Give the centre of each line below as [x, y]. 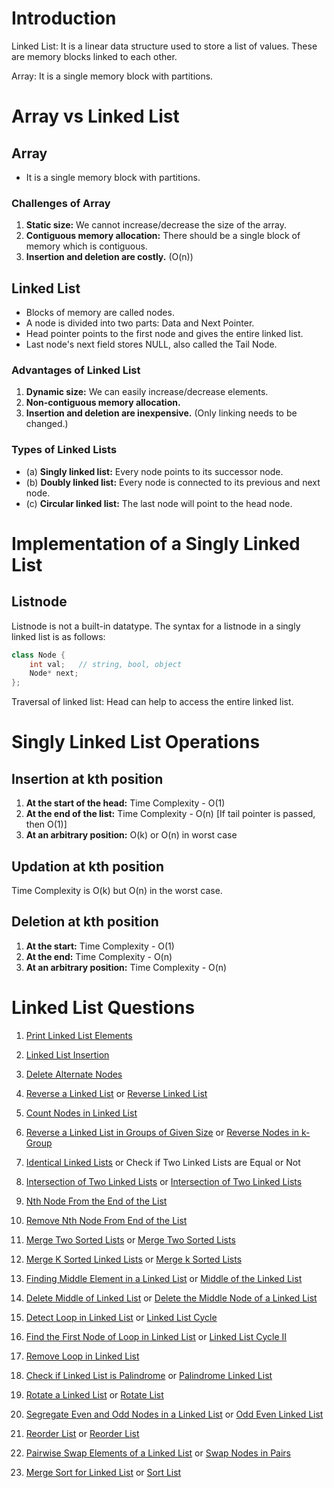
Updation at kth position [88, 866]
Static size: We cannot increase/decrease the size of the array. [156, 225]
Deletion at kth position [85, 922]
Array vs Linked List [95, 116]
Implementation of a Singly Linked [156, 543]
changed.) [47, 424]
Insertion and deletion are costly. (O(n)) [109, 257]
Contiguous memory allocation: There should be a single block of [163, 236]
